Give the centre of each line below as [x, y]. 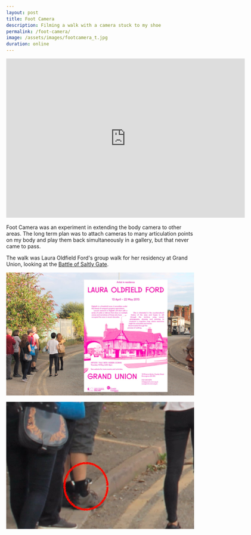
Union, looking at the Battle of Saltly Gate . [58, 264]
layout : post [22, 13]
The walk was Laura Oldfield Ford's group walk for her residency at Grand [97, 258]
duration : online [28, 44]
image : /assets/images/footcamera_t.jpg [57, 38]
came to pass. [24, 246]
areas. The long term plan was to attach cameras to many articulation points [100, 234]
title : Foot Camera [30, 19]
